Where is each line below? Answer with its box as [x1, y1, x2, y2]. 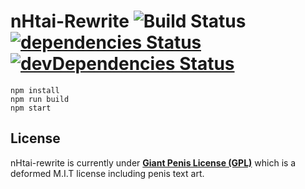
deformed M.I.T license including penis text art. [10, 167, 205, 179]
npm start [10, 103, 52, 113]
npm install [10, 85, 60, 95]
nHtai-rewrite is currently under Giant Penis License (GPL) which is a [10, 156, 297, 169]
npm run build [10, 94, 70, 104]
